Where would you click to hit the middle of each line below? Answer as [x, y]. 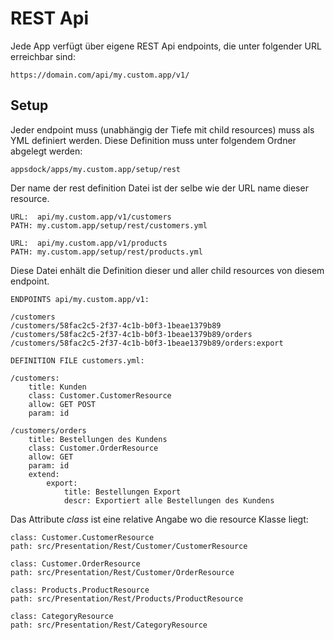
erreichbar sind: [43, 56]
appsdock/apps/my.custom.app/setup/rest [96, 169]
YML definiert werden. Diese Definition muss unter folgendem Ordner [153, 140]
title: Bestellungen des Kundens [98, 439]
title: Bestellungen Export [122, 492]
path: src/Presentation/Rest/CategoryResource [109, 625]
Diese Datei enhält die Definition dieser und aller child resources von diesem [167, 270]
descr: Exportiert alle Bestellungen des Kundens [169, 500]
